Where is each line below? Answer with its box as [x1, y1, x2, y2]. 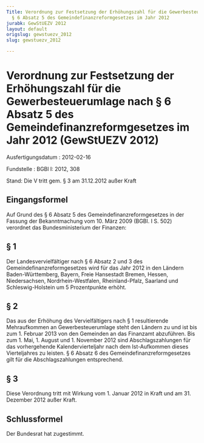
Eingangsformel [6, 195, 68, 205]
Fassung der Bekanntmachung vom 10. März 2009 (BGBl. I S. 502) [6, 217, 172, 225]
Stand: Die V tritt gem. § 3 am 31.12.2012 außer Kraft [6, 177, 137, 184]
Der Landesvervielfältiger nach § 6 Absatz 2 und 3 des [6, 257, 143, 265]
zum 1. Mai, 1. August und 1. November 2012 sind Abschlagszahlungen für [6, 337, 191, 344]
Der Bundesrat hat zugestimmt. [6, 430, 84, 437]
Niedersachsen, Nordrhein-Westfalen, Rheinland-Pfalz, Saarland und [6, 277, 178, 284]
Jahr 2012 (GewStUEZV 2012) [6, 133, 159, 147]
